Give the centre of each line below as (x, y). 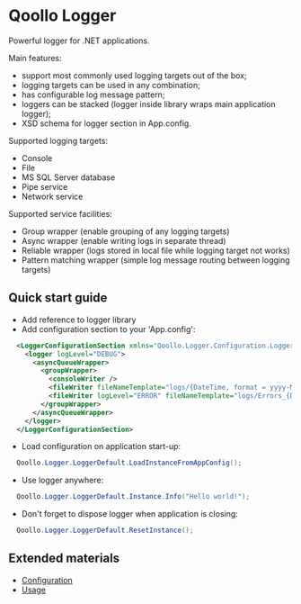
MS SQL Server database (68, 177)
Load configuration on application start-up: (101, 446)
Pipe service (44, 186)
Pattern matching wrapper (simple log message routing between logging (155, 260)
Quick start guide (58, 298)
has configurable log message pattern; (93, 95)
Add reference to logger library (79, 320)
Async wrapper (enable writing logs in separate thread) (124, 240)
